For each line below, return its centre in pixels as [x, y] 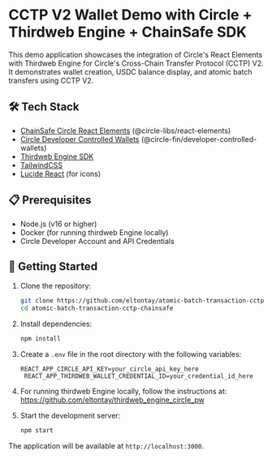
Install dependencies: [56, 324]
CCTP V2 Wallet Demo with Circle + [130, 15]
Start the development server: [70, 416]
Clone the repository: [56, 286]
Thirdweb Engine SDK [57, 157]
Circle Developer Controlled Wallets [80, 139]
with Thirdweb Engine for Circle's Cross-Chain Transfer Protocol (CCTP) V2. [136, 63]
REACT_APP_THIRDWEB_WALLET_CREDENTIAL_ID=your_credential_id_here [138, 376]
